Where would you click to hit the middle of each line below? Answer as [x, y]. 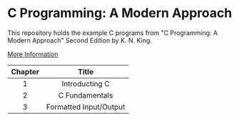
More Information [33, 54]
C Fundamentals [86, 95]
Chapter [25, 71]
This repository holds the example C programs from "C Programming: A [113, 33]
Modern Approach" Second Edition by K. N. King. [80, 40]
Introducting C [86, 83]
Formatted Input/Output [86, 107]
